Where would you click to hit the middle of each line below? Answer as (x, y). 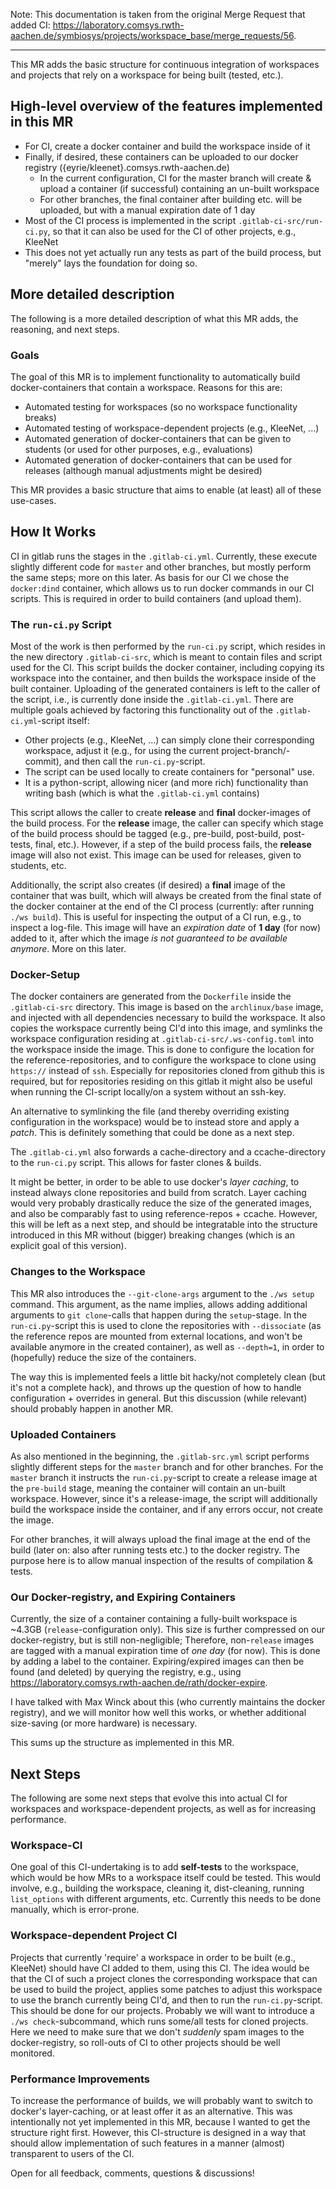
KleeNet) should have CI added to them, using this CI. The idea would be (160, 1968)
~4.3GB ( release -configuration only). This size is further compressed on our (167, 1630)
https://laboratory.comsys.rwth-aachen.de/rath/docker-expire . (139, 1683)
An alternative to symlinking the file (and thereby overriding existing (150, 1111)
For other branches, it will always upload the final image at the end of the (160, 1539)
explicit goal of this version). (68, 1246)
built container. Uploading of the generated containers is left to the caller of (165, 689)
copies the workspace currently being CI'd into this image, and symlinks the (166, 1028)
